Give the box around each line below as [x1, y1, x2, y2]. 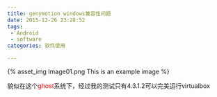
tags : [7, 23, 23, 30]
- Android [10, 29, 39, 37]
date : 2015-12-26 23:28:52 [7, 17, 86, 24]
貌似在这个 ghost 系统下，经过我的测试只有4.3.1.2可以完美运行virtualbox [7, 82, 211, 90]
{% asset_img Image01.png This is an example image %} [7, 67, 170, 76]
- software [10, 36, 42, 43]
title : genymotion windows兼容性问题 [7, 10, 111, 17]
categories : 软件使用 [7, 42, 66, 49]
